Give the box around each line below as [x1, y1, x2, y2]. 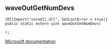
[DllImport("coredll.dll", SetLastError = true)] [5, 17, 108, 22]
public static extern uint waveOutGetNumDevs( [5, 21, 101, 26]
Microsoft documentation [5, 38, 56, 44]
